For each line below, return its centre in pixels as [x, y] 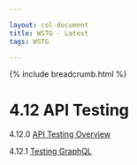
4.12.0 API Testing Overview [60, 134]
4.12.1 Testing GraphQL [51, 152]
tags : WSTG [29, 41]
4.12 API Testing [69, 110]
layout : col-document [49, 25]
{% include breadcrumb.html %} [68, 74]
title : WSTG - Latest [49, 33]
